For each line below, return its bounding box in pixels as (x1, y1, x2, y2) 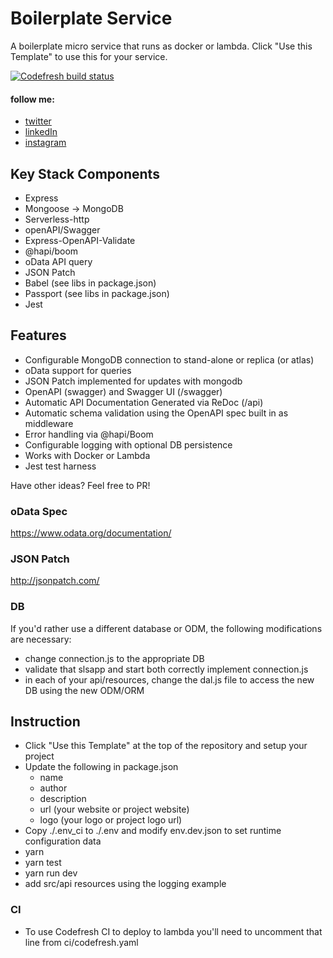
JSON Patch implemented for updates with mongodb (24, 375, 243, 387)
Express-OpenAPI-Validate (24, 234, 136, 246)
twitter (24, 115, 52, 127)
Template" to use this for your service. (10, 50, 168, 62)
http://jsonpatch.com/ (10, 575, 100, 587)
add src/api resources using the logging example (24, 878, 227, 890)
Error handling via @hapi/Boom (24, 428, 154, 440)
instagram (24, 137, 67, 149)
